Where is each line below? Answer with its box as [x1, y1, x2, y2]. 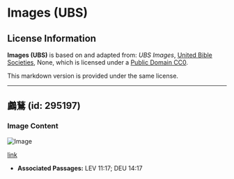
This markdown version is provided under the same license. [7, 71, 179, 80]
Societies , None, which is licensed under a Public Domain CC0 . [7, 58, 189, 67]
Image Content [7, 121, 59, 131]
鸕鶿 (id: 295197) [7, 100, 81, 112]
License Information [7, 33, 96, 44]
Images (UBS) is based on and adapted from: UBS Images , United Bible [7, 51, 212, 59]
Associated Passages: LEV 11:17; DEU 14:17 [17, 164, 143, 172]
